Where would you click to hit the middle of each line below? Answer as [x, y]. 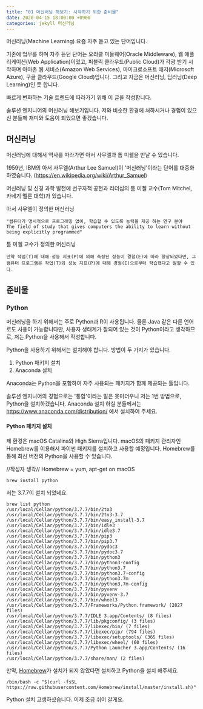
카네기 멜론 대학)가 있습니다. [40, 196]
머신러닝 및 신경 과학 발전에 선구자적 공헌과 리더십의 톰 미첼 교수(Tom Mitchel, [99, 188]
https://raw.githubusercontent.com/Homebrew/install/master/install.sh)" [101, 688]
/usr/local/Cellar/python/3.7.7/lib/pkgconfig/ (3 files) [81, 621]
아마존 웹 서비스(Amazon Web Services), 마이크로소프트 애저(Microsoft [108, 69]
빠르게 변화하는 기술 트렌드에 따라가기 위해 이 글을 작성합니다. [79, 97]
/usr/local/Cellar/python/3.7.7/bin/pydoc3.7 [65, 552]
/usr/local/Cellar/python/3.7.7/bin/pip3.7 [62, 542]
